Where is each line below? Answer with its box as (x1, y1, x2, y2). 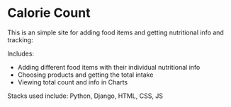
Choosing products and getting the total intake (17, 70, 154, 79)
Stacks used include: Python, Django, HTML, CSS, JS (7, 92, 164, 100)
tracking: (7, 35, 33, 44)
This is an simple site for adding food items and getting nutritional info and (7, 28, 225, 37)
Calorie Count (7, 5, 91, 21)
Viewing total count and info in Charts (17, 77, 128, 86)
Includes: (7, 49, 34, 58)
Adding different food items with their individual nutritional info (17, 63, 201, 71)
